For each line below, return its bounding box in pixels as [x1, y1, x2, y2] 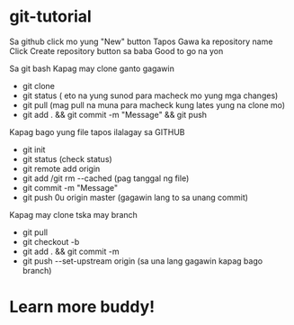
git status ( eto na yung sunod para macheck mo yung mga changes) [22, 90, 279, 101]
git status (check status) [22, 153, 112, 164]
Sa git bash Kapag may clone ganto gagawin [9, 63, 175, 74]
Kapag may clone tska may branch [9, 209, 138, 220]
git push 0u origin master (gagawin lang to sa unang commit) [22, 192, 249, 203]
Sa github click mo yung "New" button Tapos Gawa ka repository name [9, 36, 273, 47]
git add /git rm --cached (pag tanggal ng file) [22, 173, 190, 184]
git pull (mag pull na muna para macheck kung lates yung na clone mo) [22, 99, 286, 110]
